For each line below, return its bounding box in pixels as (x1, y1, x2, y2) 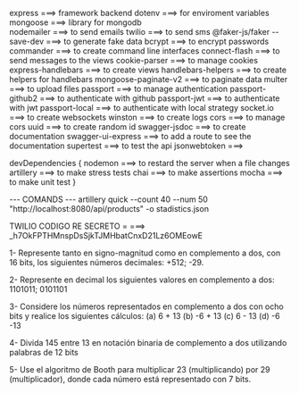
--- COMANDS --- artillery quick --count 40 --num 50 (9, 194, 208, 205)
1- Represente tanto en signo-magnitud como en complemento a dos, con (9, 247, 281, 258)
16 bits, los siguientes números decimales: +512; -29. (9, 257, 204, 267)
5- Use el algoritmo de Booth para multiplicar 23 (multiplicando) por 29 (9, 364, 270, 374)
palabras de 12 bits (9, 347, 79, 357)
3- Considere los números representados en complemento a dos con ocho (9, 301, 284, 312)
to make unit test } (9, 177, 77, 187)
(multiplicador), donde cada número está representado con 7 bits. (9, 374, 252, 384)
